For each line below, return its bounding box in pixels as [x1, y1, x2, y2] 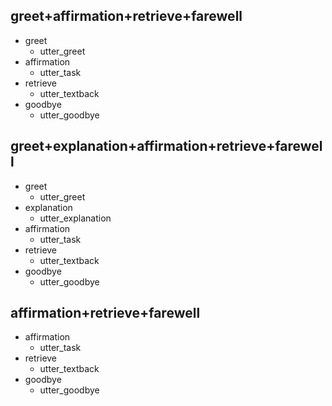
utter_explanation [39, 212, 112, 224]
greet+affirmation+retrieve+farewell [10, 8, 243, 25]
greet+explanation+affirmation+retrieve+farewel [10, 138, 323, 155]
